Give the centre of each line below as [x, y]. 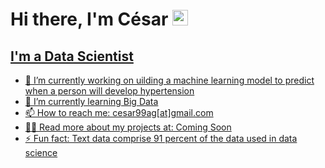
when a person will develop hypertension [109, 91]
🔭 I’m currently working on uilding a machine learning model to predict [169, 80]
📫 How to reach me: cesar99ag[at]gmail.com [119, 112]
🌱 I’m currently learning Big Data [91, 101]
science [41, 152]
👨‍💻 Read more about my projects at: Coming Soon [128, 127]
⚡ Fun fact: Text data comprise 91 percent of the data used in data [161, 138]
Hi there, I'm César [89, 19]
